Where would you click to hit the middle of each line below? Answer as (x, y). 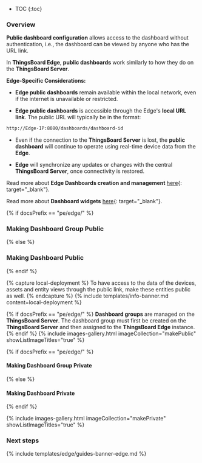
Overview (21, 24)
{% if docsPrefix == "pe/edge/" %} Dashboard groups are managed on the (101, 314)
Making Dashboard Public (45, 258)
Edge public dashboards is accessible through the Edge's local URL (101, 111)
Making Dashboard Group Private (49, 366)
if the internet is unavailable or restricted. (66, 99)
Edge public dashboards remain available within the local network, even (106, 92)
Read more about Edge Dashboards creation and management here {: (94, 183)
